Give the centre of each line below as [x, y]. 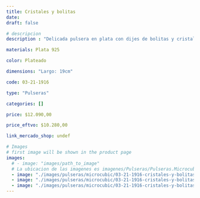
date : [13, 17]
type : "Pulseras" [28, 93]
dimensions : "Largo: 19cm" [40, 72]
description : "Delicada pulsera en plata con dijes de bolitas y [90, 39]
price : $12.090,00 [29, 115]
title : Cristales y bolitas [41, 12]
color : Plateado [26, 61]
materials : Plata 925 [33, 50]
